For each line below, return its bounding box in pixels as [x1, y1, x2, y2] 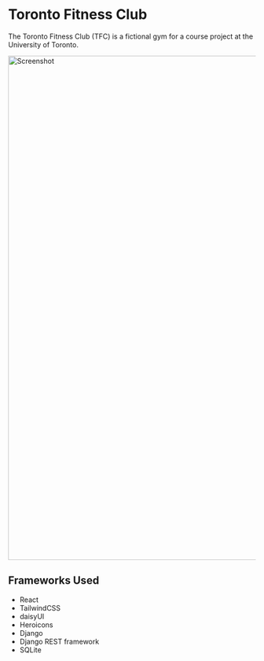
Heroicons [19, 620, 53, 629]
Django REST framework [19, 637, 100, 646]
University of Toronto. [8, 39, 79, 49]
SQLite [19, 644, 42, 655]
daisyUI [19, 611, 45, 621]
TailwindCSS [19, 603, 61, 612]
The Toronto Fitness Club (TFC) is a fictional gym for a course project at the [8, 32, 254, 41]
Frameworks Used [8, 574, 100, 588]
